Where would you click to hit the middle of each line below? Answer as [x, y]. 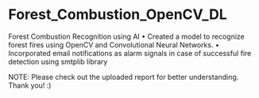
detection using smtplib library [58, 62]
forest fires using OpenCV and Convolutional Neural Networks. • [114, 44]
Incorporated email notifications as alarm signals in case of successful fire [130, 53]
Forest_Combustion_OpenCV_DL [118, 15]
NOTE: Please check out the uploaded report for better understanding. [124, 77]
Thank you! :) [30, 85]
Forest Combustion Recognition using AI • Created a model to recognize [126, 36]
